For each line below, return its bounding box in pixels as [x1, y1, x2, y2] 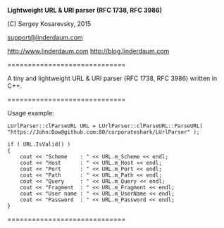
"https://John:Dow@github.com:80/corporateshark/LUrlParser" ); [7, 129, 200, 136]
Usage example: [7, 109, 55, 117]
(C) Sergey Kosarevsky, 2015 [7, 20, 92, 27]
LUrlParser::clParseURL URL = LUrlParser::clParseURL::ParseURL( [7, 122, 203, 129]
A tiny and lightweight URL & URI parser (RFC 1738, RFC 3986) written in [7, 74, 217, 82]
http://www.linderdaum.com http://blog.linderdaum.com [7, 47, 170, 55]
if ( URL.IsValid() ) [7, 141, 71, 148]
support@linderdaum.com [7, 33, 83, 42]
